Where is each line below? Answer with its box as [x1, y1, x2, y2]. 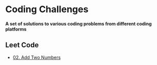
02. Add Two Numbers [12, 54, 61, 60]
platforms [5, 26, 27, 32]
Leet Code [5, 41, 39, 49]
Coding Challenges [5, 4, 89, 15]
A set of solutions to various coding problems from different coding [5, 20, 152, 26]
